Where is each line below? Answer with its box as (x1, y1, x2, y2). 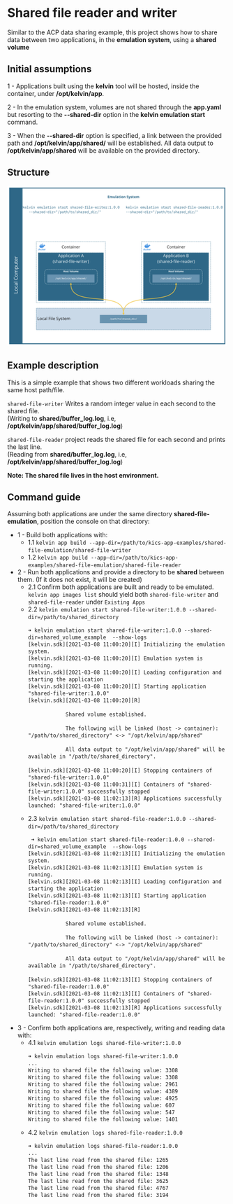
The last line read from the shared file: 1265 (27, 1157, 169, 1164)
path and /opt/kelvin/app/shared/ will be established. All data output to (7, 139, 214, 147)
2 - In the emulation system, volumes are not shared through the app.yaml (7, 103, 222, 111)
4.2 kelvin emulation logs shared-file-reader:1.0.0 (27, 1128, 183, 1137)
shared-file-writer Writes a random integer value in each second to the (7, 399, 216, 408)
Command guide (7, 491, 81, 503)
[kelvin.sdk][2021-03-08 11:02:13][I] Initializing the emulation (27, 850, 225, 857)
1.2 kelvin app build (27, 553, 89, 562)
